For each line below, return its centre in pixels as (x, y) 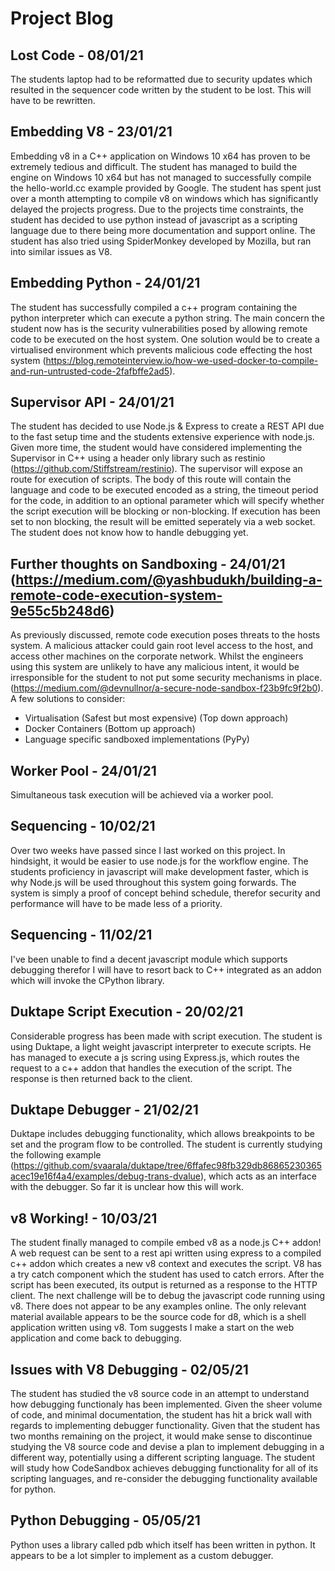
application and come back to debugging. (96, 1338)
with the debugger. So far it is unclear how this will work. (127, 1187)
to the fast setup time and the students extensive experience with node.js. (162, 437)
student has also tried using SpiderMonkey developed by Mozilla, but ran (161, 241)
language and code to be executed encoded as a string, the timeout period (164, 490)
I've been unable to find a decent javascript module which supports (149, 959)
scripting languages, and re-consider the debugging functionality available (164, 1478)
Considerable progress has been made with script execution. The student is (166, 1036)
